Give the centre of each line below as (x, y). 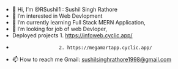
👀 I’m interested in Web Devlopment (57, 16)
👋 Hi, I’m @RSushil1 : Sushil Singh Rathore (65, 9)
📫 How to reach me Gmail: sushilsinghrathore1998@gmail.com (92, 59)
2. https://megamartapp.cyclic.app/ (106, 48)
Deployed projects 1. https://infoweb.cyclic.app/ (72, 35)
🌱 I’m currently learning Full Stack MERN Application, (79, 22)
